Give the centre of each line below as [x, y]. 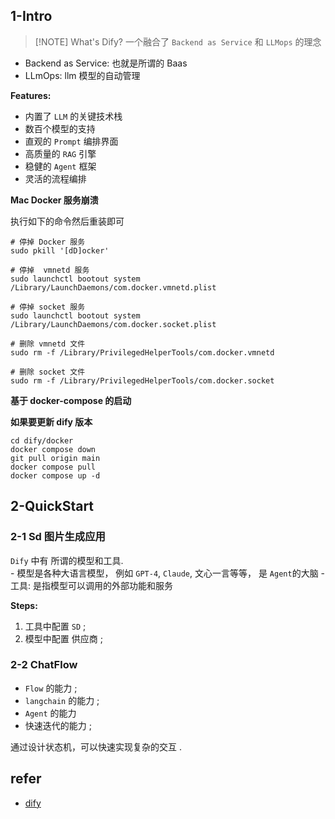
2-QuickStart [52, 506]
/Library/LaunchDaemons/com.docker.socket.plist [113, 324]
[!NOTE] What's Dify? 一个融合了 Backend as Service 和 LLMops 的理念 [178, 41]
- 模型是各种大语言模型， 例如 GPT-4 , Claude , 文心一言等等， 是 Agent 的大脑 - [168, 573]
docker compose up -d [55, 475]
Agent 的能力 [50, 713]
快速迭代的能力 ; [58, 725]
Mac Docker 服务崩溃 [54, 200]
